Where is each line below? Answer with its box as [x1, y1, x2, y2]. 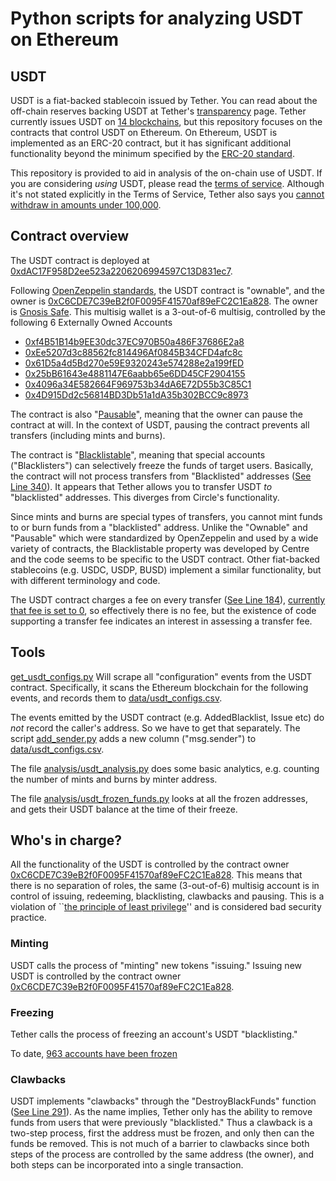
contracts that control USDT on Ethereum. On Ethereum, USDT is [10, 127, 278, 138]
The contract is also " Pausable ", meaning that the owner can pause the [10, 408, 304, 420]
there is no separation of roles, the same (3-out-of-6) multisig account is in [10, 880, 320, 892]
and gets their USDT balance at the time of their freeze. [10, 803, 238, 815]
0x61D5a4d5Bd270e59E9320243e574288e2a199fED [24, 357, 245, 369]
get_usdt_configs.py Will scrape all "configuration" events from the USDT [10, 670, 313, 682]
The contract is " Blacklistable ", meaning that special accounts [10, 448, 266, 461]
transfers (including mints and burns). [10, 429, 166, 441]
